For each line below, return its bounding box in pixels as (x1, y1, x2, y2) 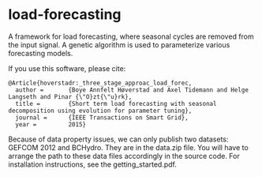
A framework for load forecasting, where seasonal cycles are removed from (8, 32, 254, 41)
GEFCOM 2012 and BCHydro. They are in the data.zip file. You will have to (8, 142, 249, 152)
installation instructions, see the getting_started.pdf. (8, 160, 178, 169)
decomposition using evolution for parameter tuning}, (8, 107, 193, 115)
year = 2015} (15, 120, 87, 128)
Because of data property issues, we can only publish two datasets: (8, 134, 229, 144)
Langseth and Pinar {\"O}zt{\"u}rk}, (8, 92, 133, 100)
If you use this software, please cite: (8, 63, 126, 73)
